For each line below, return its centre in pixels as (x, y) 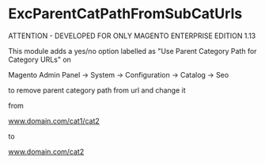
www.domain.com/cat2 (46, 151)
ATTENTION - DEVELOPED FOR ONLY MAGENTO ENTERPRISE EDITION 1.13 (132, 36)
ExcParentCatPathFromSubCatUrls (125, 14)
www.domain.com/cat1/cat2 (54, 120)
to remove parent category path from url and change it (97, 90)
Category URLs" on (40, 59)
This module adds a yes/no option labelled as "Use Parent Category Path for (132, 51)
